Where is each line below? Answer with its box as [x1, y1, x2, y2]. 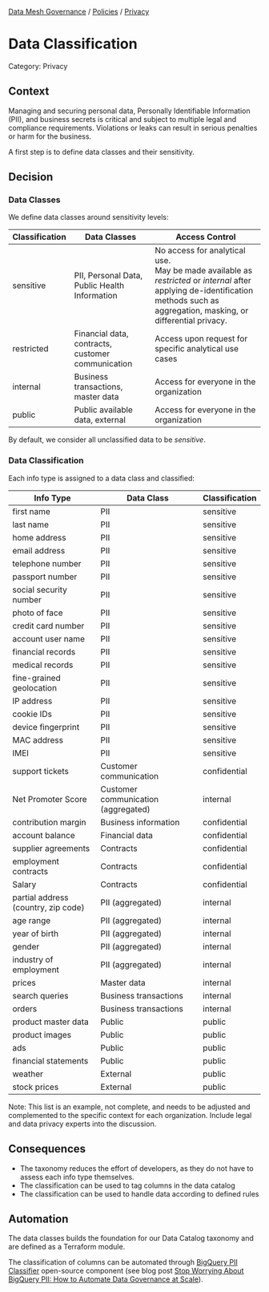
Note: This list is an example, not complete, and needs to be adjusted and [8, 1102, 251, 1112]
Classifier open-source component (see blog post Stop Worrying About [8, 1266, 244, 1276]
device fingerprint [12, 721, 80, 732]
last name [12, 519, 50, 530]
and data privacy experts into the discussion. [8, 1119, 157, 1128]
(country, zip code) [12, 901, 85, 913]
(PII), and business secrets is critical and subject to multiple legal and [8, 114, 237, 124]
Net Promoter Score [12, 793, 87, 804]
